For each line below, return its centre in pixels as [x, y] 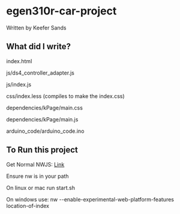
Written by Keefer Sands [37, 28]
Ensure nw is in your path [37, 176]
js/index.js [19, 84]
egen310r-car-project [61, 11]
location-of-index [28, 206]
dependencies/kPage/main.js [42, 119]
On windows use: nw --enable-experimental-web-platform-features [90, 199]
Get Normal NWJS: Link [35, 164]
